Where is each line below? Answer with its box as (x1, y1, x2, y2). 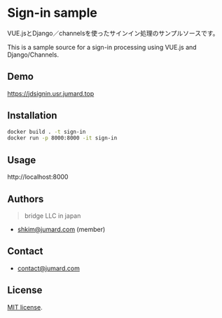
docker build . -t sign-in (7, 128, 86, 135)
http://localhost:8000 (7, 173, 69, 181)
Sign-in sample (7, 5, 98, 21)
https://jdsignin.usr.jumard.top (7, 89, 95, 97)
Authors (7, 193, 44, 205)
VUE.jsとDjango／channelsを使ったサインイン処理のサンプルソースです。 (7, 29, 219, 37)
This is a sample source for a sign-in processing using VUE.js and (7, 43, 197, 51)
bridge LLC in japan (24, 212, 81, 220)
